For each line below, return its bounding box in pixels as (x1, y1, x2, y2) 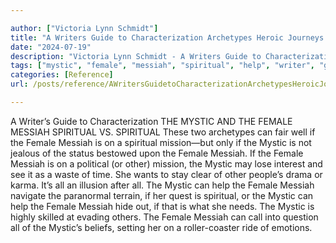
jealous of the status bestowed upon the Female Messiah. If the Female (10, 147, 304, 159)
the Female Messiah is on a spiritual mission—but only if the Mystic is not (10, 136, 312, 148)
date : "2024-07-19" (10, 42, 92, 52)
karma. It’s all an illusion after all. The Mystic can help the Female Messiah (10, 179, 315, 191)
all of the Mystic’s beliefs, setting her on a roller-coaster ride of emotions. (10, 221, 313, 233)
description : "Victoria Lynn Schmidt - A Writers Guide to (10, 51, 262, 61)
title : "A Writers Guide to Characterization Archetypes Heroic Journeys (10, 32, 325, 43)
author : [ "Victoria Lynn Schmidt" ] (10, 23, 159, 33)
